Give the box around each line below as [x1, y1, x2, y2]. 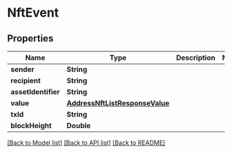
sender [10, 64, 35, 74]
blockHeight [10, 121, 52, 130]
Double [66, 121, 91, 130]
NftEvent [7, 5, 59, 21]
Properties [7, 33, 54, 44]
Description [175, 53, 215, 62]
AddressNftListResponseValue [66, 98, 170, 108]
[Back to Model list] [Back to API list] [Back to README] [7, 138, 166, 147]
